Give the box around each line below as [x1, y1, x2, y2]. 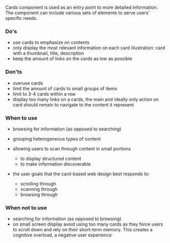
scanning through [20, 186, 58, 192]
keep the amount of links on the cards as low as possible [12, 56, 133, 62]
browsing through [20, 191, 58, 198]
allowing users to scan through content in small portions [12, 145, 131, 152]
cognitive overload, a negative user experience [12, 232, 112, 238]
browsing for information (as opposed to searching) [12, 126, 122, 132]
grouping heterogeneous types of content [12, 136, 101, 142]
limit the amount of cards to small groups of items [12, 85, 117, 91]
